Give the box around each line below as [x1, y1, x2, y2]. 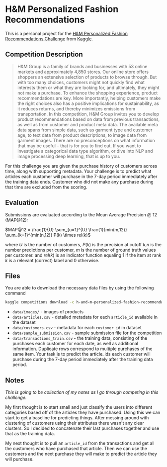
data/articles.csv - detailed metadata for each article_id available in [12, 314, 158, 320]
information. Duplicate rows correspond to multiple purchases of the [12, 346, 153, 352]
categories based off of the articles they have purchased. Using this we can [5, 409, 161, 416]
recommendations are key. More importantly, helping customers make [17, 95, 161, 101]
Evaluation [5, 198, 39, 207]
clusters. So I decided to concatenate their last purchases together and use [5, 425, 160, 431]
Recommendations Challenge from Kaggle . [5, 36, 93, 42]
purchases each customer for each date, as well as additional [12, 341, 138, 347]
